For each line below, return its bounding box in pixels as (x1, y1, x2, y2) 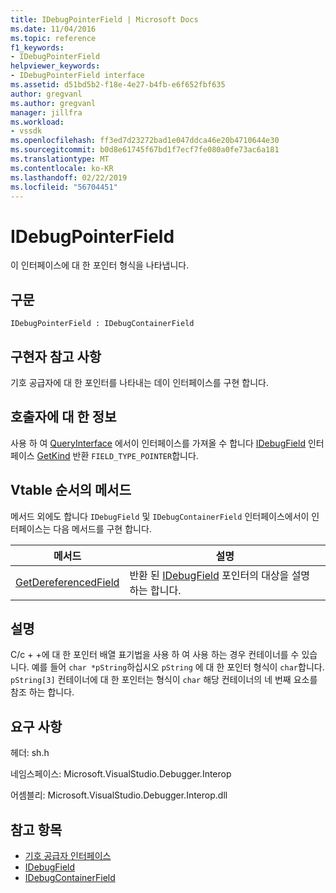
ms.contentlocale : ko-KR (10, 163, 114, 173)
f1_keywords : (10, 42, 65, 53)
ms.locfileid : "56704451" (10, 182, 118, 192)
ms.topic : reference (10, 33, 97, 43)
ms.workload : (10, 117, 65, 127)
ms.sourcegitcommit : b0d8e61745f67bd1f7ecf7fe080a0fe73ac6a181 (10, 145, 280, 155)
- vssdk (10, 126, 43, 136)
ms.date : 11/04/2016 (10, 24, 97, 34)
